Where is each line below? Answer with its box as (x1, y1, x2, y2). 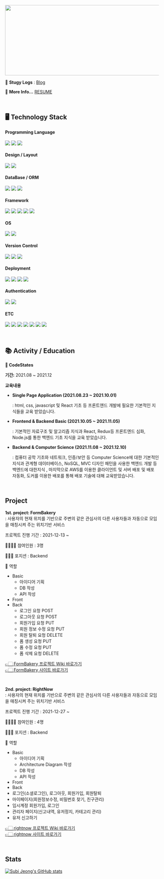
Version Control (5, 243, 38, 249)
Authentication (5, 288, 37, 294)
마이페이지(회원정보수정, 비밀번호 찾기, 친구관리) (12, 796, 104, 802)
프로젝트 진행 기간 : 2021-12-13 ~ (5, 532, 69, 538)
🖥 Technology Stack (5, 113, 67, 121)
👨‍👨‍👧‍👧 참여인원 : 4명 (5, 719, 44, 725)
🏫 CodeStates (5, 362, 34, 368)
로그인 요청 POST (19, 607, 54, 613)
